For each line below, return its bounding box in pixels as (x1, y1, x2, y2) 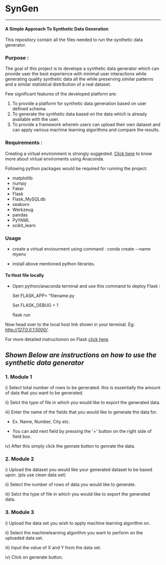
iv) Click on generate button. (5, 554, 63, 560)
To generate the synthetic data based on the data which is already (12, 111, 147, 117)
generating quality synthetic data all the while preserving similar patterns (5, 76, 154, 82)
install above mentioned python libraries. (12, 261, 95, 267)
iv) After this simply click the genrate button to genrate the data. (5, 443, 135, 449)
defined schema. (12, 106, 47, 112)
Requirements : (5, 139, 43, 146)
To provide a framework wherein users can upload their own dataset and (12, 122, 161, 128)
